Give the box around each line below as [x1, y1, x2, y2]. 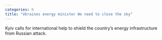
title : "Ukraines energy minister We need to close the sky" [5, 12, 133, 17]
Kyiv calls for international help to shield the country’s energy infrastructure [5, 25, 158, 31]
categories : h [5, 7, 34, 12]
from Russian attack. [5, 30, 47, 36]
